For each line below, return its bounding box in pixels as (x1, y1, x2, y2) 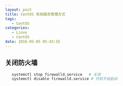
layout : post (5, 7, 32, 12)
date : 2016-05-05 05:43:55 (5, 39, 61, 44)
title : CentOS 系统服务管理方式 (5, 12, 65, 17)
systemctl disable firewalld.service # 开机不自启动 (11, 77, 118, 82)
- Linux (11, 30, 28, 35)
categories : (5, 26, 30, 30)
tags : (5, 16, 16, 21)
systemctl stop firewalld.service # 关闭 (11, 72, 101, 77)
